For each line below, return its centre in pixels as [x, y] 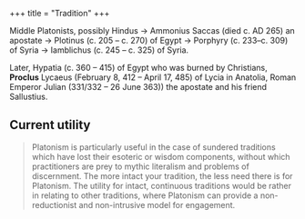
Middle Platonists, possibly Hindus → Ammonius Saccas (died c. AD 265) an [152, 30]
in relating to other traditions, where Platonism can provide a [145, 195]
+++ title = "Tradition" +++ [60, 13]
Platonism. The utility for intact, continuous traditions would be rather [162, 185]
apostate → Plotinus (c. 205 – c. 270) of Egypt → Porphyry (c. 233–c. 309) [149, 40]
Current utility [50, 125]
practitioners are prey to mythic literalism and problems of [141, 166]
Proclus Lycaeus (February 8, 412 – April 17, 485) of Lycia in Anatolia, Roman [153, 77]
